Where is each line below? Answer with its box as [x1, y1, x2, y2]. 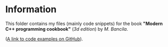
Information [5, 4, 57, 15]
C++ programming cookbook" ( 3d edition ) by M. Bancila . [5, 26, 128, 32]
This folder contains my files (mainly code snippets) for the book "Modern [5, 20, 163, 27]
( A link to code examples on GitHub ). [5, 36, 83, 42]
